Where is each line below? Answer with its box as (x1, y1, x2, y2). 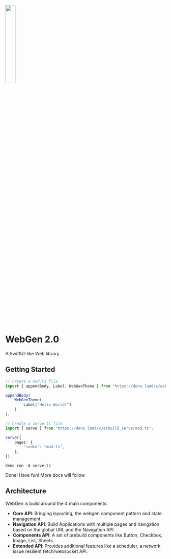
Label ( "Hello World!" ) (23, 402, 72, 407)
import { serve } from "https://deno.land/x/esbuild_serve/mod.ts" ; (5, 426, 154, 431)
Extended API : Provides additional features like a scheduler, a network (12, 543, 161, 549)
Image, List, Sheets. (12, 537, 54, 543)
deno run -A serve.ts (5, 463, 51, 468)
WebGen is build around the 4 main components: (5, 500, 108, 506)
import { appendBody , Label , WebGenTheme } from (5, 383, 110, 388)
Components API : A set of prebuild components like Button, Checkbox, (12, 532, 163, 538)
